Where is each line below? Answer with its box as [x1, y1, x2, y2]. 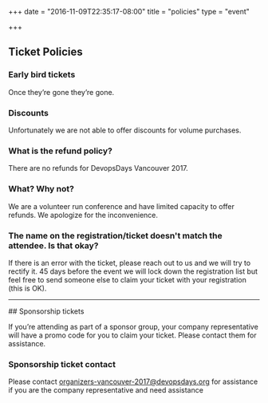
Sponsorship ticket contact [8, 358, 116, 369]
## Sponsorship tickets [8, 306, 85, 316]
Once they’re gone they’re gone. [8, 87, 115, 97]
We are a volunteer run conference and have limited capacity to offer [8, 201, 235, 211]
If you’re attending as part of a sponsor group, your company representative [8, 322, 259, 331]
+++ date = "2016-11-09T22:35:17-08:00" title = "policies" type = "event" [8, 7, 250, 16]
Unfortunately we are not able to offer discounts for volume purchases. [8, 125, 242, 135]
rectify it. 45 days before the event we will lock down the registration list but [8, 267, 258, 276]
